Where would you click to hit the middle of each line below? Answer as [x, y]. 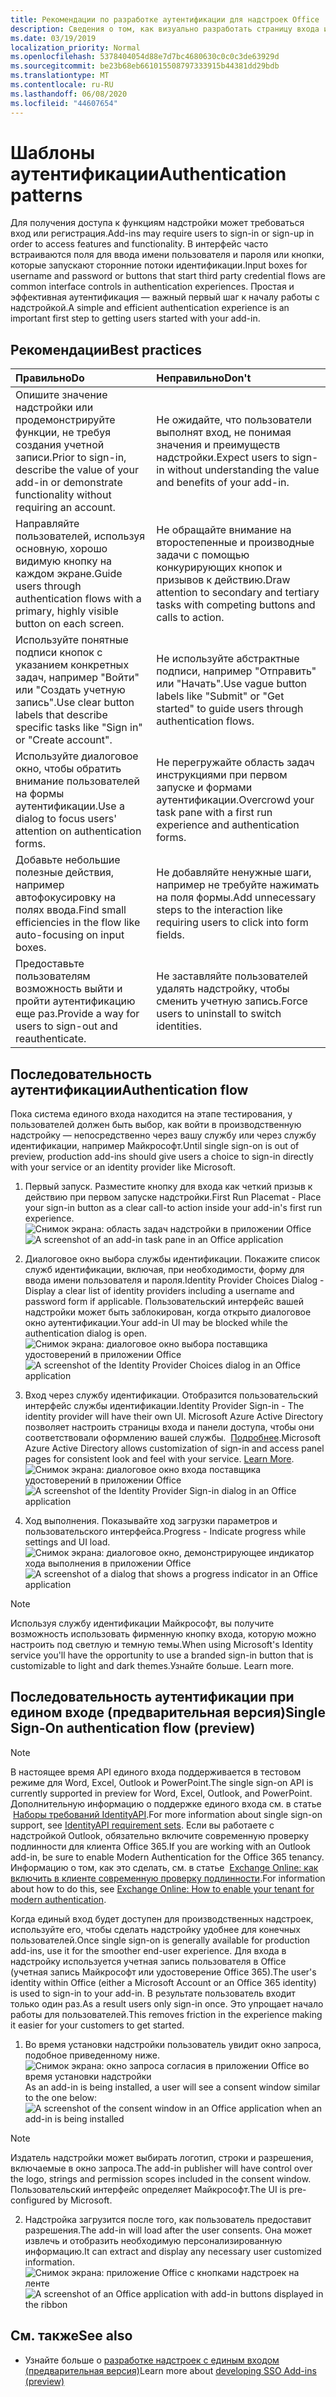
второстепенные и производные [235, 543]
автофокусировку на [66, 898]
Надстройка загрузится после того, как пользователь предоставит [168, 2219]
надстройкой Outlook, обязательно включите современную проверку [159, 1835]
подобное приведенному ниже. [92, 2055]
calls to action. [190, 618]
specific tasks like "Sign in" [79, 728]
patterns [46, 195]
